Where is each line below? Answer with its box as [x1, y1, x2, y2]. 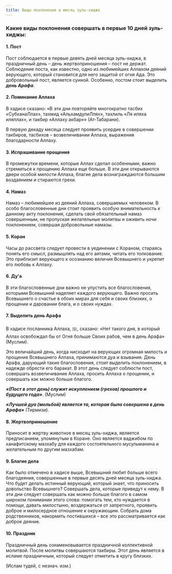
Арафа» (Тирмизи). [6, 407, 49, 413]
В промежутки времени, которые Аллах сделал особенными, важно [6, 160, 156, 167]
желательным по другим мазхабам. [6, 446, 85, 452]
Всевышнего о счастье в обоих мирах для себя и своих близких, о [6, 295, 153, 301]
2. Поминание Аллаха [6, 94, 55, 100]
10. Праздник [6, 530, 36, 537]
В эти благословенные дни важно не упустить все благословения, [6, 284, 152, 291]
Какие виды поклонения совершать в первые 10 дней [6, 24, 148, 31]
